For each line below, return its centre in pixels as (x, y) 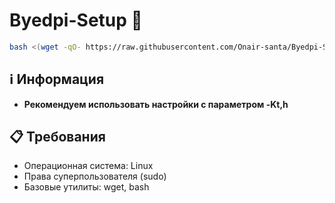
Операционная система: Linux (88, 166)
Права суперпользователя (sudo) (95, 176)
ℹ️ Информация (57, 79)
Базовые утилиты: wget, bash (86, 187)
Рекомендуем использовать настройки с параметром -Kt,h (156, 104)
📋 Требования (57, 137)
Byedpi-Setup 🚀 (76, 20)
